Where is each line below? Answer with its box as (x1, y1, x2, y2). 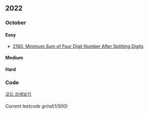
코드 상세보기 (5, 91, 32, 97)
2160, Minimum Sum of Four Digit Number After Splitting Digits (12, 43, 144, 49)
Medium (5, 55, 23, 61)
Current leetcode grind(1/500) (5, 103, 68, 109)
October (5, 19, 26, 26)
